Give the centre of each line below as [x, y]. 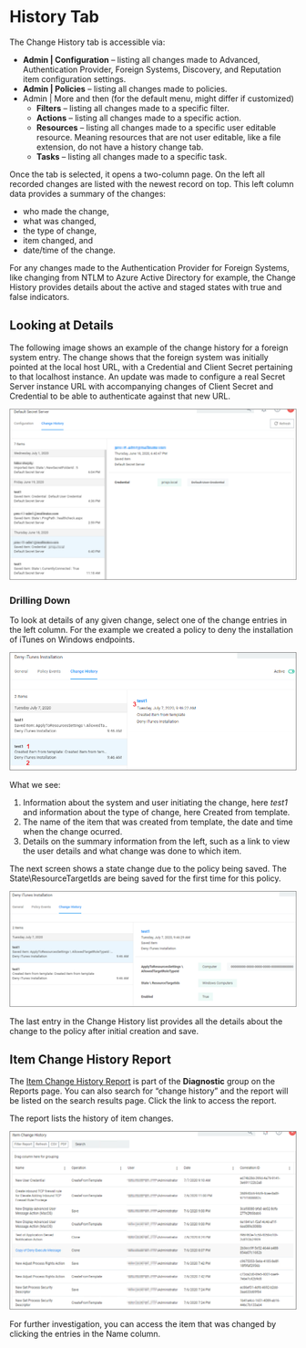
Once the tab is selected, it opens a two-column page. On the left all [138, 174]
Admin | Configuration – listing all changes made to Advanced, [141, 59]
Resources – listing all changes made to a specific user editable [156, 127]
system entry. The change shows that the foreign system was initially [139, 357]
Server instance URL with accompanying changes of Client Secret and [142, 386]
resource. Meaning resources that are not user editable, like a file [158, 137]
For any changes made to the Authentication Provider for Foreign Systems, [149, 267]
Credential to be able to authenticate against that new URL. [120, 396]
